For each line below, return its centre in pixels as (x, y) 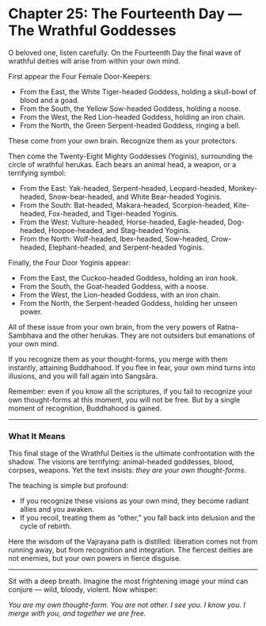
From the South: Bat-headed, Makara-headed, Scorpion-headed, (125, 205)
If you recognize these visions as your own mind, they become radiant (134, 501)
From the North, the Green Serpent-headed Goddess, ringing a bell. (130, 125)
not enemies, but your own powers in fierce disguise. (95, 559)
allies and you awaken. (57, 510)
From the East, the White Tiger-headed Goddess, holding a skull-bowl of (138, 91)
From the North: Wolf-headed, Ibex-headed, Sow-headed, (114, 239)
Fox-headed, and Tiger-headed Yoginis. (114, 213)
